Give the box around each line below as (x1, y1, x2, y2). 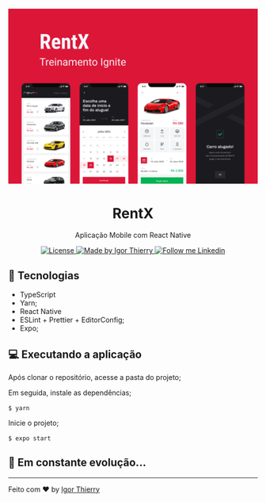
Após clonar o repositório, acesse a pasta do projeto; (8, 372, 181, 381)
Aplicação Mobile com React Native (74, 231, 192, 240)
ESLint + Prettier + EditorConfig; (19, 315, 125, 325)
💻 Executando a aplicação (8, 347, 142, 361)
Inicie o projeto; (8, 418, 59, 427)
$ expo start (8, 434, 51, 443)
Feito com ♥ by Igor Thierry (8, 485, 101, 494)
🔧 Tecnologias (8, 269, 80, 282)
